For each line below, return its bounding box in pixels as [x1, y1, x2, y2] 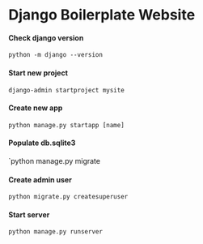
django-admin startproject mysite [8, 86, 125, 94]
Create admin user [8, 174, 73, 184]
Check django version [8, 32, 84, 42]
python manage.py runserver [8, 228, 104, 236]
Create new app [8, 103, 63, 113]
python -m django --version [8, 51, 104, 59]
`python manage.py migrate [8, 156, 101, 165]
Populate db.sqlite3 [8, 138, 76, 148]
